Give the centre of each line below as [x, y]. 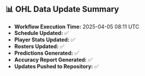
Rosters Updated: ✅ [39, 46]
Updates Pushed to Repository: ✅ [56, 66]
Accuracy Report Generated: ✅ [53, 59]
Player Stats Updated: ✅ [45, 39]
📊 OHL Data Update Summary [62, 9]
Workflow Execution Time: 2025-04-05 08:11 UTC [77, 26]
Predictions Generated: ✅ [46, 53]
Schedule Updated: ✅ [41, 33]
